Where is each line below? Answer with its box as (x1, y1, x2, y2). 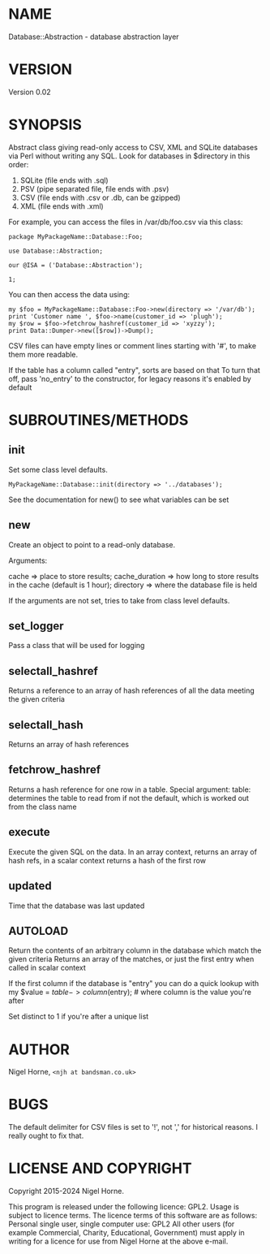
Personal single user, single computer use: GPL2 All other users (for (8, 1219, 235, 1229)
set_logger (8, 619, 64, 633)
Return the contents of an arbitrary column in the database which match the (8, 945, 262, 955)
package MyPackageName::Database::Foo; (8, 232, 144, 240)
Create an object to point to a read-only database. (8, 539, 176, 549)
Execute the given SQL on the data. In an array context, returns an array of (8, 846, 258, 857)
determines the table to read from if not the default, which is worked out (8, 793, 250, 802)
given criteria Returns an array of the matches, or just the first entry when (8, 954, 255, 964)
